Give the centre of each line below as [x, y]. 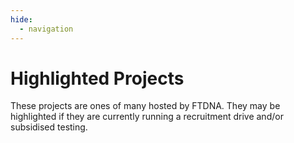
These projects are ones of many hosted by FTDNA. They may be [145, 106]
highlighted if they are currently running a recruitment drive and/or [147, 117]
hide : [21, 19]
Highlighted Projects [97, 78]
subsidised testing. [49, 127]
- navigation [46, 29]
